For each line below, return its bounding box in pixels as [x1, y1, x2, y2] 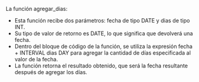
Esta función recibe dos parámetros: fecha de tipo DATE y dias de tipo [14, 17, 191, 24]
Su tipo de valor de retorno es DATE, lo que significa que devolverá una [14, 30, 194, 37]
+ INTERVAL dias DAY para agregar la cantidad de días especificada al [14, 49, 191, 56]
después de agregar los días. [14, 69, 87, 75]
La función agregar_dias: [5, 5, 68, 12]
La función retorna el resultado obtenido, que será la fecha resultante [14, 62, 188, 69]
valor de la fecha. [14, 56, 58, 63]
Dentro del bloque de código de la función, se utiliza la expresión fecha [14, 43, 193, 50]
